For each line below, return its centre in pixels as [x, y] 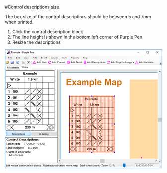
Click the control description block [47, 31]
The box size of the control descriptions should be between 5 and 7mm [78, 17]
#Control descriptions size [32, 7]
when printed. [19, 22]
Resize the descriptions [36, 42]
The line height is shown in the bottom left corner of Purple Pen [77, 37]
